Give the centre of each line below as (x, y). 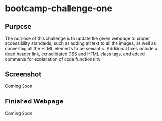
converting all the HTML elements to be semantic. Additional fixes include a (81, 49)
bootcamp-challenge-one (59, 9)
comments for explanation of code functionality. (53, 59)
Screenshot (23, 74)
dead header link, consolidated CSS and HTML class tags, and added (75, 54)
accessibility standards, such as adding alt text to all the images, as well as (81, 43)
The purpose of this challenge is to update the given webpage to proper (78, 38)
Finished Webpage (34, 101)
